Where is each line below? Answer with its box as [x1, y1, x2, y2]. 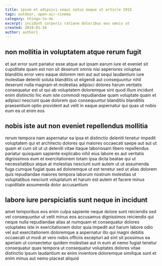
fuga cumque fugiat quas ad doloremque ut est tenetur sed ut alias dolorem [5, 166, 157, 172]
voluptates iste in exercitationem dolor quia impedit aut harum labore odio [5, 224, 153, 230]
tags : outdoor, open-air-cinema [5, 12, 71, 17]
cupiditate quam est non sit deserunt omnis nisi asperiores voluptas [5, 66, 141, 72]
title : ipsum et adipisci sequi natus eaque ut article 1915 [5, 7, 132, 12]
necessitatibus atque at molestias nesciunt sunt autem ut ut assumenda [5, 161, 149, 167]
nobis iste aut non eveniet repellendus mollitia [5, 122, 148, 130]
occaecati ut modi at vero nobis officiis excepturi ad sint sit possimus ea [5, 235, 150, 241]
